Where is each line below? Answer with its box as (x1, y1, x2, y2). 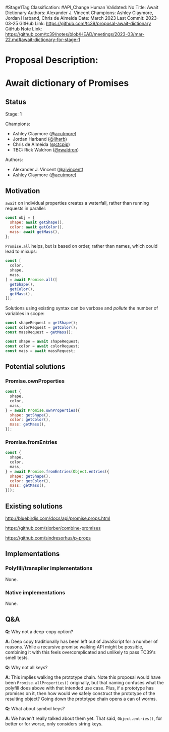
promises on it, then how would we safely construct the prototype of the (5, 690, 155, 696)
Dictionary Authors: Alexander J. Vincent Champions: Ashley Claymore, (5, 10, 154, 16)
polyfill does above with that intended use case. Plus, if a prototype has (5, 685, 154, 691)
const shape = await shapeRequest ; (5, 339, 80, 344)
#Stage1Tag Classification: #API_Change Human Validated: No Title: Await (5, 5, 159, 10)
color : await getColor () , (10, 224, 65, 229)
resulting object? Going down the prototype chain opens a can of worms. (5, 696, 157, 702)
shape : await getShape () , (10, 220, 65, 225)
